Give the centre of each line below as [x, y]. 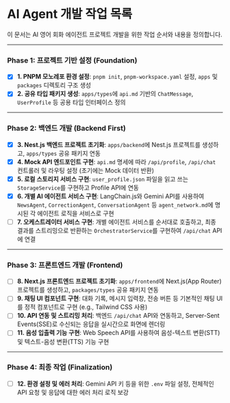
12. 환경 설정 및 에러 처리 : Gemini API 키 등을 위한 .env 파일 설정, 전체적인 [115, 383]
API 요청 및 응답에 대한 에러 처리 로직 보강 [73, 392]
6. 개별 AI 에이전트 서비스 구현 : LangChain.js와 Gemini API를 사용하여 [111, 196]
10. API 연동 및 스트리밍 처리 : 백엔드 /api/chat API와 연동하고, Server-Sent [118, 316]
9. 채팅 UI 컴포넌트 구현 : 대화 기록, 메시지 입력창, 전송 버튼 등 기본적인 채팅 [116, 299]
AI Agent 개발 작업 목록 [70, 14]
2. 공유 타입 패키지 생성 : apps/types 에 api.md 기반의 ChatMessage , [105, 94]
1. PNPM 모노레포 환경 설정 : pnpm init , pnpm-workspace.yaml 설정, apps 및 [117, 77]
